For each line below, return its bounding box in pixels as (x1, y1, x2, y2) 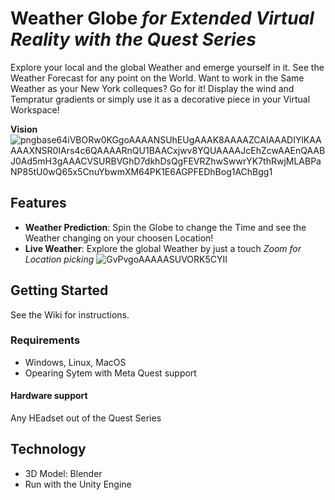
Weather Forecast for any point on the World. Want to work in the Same (10, 72, 305, 84)
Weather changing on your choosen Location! (24, 232, 214, 244)
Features (10, 195, 67, 212)
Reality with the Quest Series (10, 28, 257, 51)
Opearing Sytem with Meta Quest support (24, 367, 197, 379)
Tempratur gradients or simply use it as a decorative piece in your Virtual (10, 93, 311, 105)
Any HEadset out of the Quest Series (10, 412, 162, 424)
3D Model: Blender (24, 467, 103, 479)
